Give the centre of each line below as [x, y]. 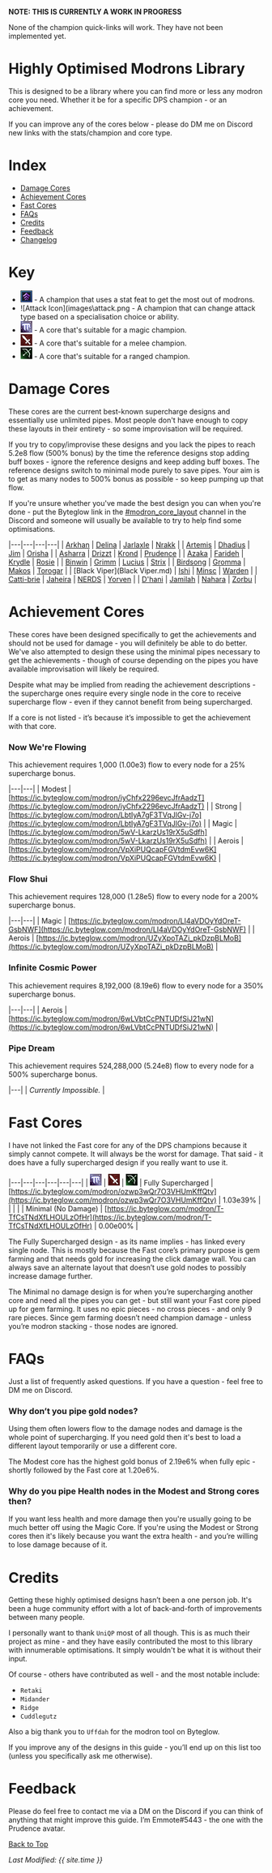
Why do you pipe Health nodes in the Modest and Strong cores [134, 1491]
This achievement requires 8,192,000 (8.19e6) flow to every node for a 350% [136, 985]
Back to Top [28, 1845]
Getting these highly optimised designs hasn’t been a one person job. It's [130, 1600]
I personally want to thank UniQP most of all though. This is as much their [129, 1633]
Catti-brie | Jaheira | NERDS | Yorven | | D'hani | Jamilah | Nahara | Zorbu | [133, 579]
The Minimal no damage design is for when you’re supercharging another [131, 1292]
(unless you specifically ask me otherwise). [81, 1756]
